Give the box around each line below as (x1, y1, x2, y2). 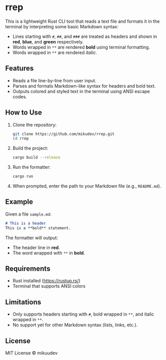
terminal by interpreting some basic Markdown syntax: (5, 23, 119, 29)
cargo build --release (12, 155, 61, 160)
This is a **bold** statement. (5, 225, 71, 231)
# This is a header (5, 221, 46, 226)
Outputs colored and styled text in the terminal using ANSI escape (12, 88, 150, 94)
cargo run (12, 174, 34, 179)
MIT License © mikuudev (5, 350, 58, 356)
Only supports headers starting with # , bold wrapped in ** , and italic (12, 311, 154, 317)
